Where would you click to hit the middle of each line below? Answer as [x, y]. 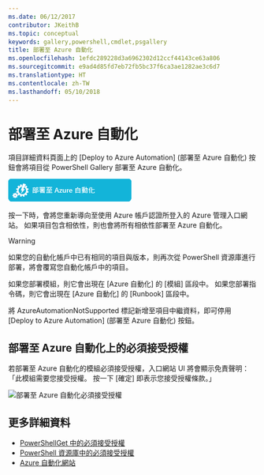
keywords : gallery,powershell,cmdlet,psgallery [88, 42]
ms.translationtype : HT [47, 75]
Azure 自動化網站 [48, 463]
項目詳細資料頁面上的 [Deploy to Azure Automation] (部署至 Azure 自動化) [128, 157]
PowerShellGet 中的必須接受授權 [72, 443]
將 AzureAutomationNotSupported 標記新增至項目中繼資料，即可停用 [120, 311]
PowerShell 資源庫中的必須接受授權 [77, 453]
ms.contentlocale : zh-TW [49, 83]
